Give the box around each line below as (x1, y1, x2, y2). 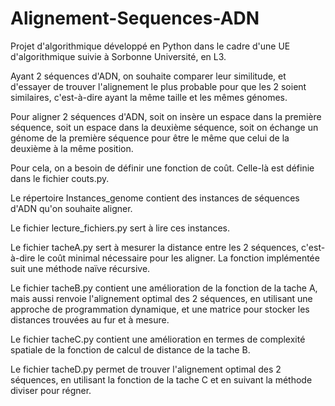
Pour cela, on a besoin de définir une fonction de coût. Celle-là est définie (10, 162, 315, 174)
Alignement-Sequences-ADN (10, 7, 260, 30)
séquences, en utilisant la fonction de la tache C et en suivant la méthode (10, 373, 313, 386)
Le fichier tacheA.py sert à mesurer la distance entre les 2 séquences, (10, 241, 300, 253)
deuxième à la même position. (10, 142, 134, 154)
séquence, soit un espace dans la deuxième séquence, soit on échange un (10, 121, 319, 133)
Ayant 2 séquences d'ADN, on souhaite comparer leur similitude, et (10, 70, 287, 82)
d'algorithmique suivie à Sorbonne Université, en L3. (10, 50, 227, 62)
